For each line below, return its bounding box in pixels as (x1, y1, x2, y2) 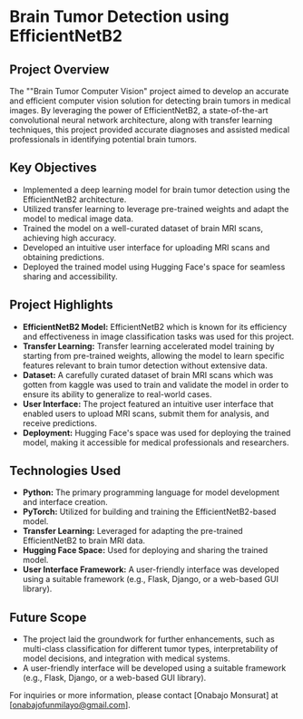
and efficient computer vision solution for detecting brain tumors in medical (9, 95, 291, 106)
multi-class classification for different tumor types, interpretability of (22, 644, 279, 655)
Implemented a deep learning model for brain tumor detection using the (22, 184, 290, 195)
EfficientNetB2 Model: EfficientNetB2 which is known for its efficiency (22, 321, 288, 332)
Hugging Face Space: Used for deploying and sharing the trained (22, 545, 269, 556)
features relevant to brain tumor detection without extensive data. (22, 360, 268, 371)
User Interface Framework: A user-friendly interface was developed (22, 564, 279, 575)
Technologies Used (9, 463, 121, 479)
